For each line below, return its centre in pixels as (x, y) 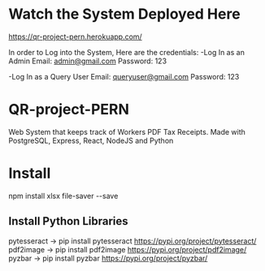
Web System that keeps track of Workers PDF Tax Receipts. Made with (127, 131)
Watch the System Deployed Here (125, 14)
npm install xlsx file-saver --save (63, 196)
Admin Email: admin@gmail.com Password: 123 (88, 61)
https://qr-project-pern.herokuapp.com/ (75, 37)
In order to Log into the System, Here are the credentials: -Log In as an (127, 52)
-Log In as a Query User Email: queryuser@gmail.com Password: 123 (124, 76)
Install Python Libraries (68, 221)
